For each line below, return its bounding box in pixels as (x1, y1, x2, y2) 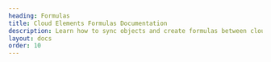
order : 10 (8, 42, 42, 50)
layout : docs (8, 34, 52, 43)
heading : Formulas (8, 11, 70, 20)
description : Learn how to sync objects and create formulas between (8, 27, 248, 35)
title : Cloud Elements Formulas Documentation (8, 19, 168, 27)
